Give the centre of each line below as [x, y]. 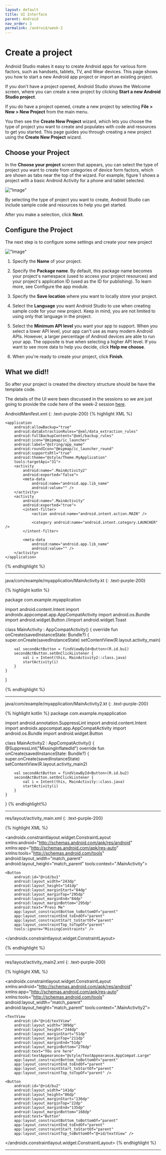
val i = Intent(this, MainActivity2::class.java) [75, 657]
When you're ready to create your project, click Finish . [68, 356]
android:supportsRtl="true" [43, 453]
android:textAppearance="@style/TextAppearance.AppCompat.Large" [83, 1055]
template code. [21, 389]
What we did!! [27, 372]
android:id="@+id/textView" [43, 1021]
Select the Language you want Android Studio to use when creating [81, 305]
